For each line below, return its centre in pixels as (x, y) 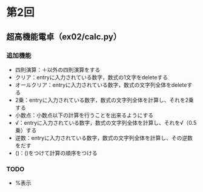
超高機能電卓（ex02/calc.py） (64, 37)
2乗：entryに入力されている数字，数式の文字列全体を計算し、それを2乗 (104, 100)
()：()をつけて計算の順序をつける (56, 153)
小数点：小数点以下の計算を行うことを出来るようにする (84, 115)
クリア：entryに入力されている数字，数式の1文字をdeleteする (92, 77)
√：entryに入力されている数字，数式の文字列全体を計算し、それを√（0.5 (106, 122)
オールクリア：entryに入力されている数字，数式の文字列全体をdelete (101, 85)
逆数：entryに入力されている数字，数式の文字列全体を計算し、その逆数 (104, 137)
